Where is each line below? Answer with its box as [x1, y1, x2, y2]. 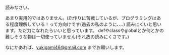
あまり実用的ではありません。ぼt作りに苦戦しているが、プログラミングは [5, 15, 157, 21]
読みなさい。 [5, 4, 32, 10]
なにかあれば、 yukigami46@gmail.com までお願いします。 [5, 44, 127, 50]
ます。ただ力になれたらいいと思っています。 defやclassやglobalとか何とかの [5, 27, 164, 33]
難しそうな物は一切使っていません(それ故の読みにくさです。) [5, 34, 130, 39]
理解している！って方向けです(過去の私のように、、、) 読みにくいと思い [18, 21, 162, 27]
